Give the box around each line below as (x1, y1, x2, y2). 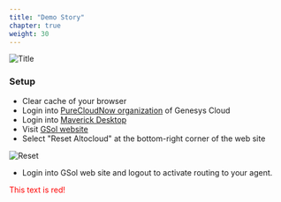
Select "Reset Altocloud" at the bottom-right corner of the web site (21, 133, 266, 144)
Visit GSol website (21, 123, 88, 134)
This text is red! (9, 184, 66, 195)
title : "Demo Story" (9, 12, 86, 22)
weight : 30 (9, 29, 49, 38)
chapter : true (9, 21, 62, 30)
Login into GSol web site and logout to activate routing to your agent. (21, 167, 273, 177)
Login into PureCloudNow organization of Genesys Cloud (21, 105, 231, 116)
